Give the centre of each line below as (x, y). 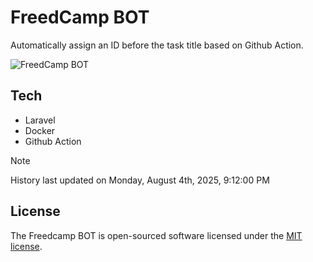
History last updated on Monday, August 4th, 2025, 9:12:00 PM (140, 180)
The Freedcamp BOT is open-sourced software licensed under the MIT (156, 235)
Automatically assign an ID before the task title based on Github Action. (157, 45)
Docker (40, 130)
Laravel (40, 120)
